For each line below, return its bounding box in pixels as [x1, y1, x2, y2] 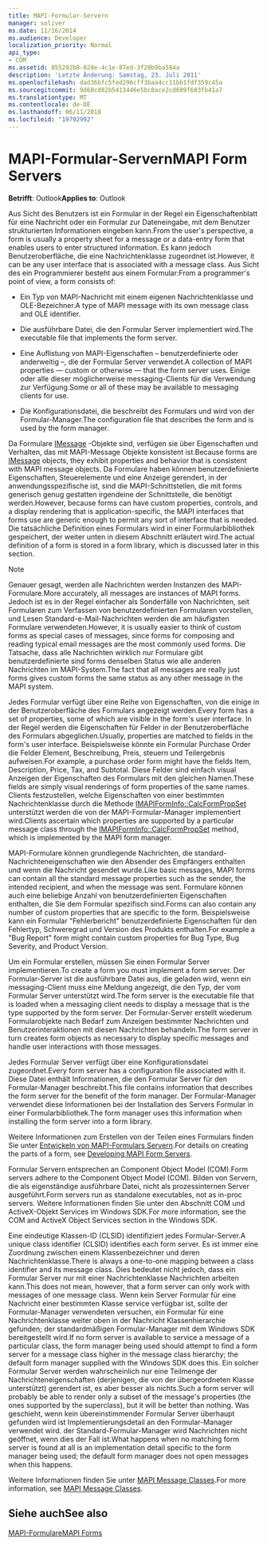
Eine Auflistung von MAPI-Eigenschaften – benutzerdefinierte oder [19, 348, 239, 358]
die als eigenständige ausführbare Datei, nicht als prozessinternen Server [8, 1181, 249, 1191]
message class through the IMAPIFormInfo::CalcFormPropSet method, [8, 824, 239, 834]
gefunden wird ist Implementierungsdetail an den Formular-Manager [8, 1417, 234, 1427]
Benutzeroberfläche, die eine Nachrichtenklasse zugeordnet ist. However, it [8, 251, 255, 260]
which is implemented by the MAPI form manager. [8, 832, 172, 842]
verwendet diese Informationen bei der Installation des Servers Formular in [8, 1099, 253, 1109]
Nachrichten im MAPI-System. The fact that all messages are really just [8, 664, 241, 674]
